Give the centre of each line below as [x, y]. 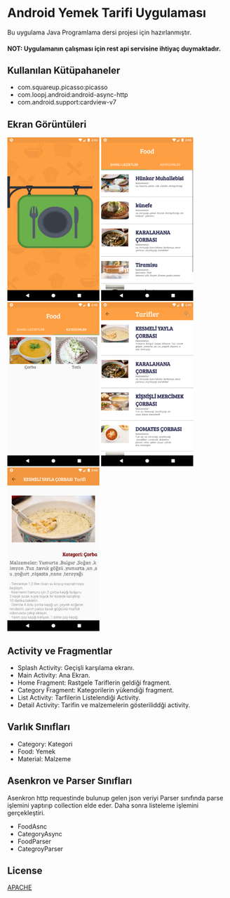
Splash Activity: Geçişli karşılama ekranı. [76, 667]
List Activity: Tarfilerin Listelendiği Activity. [79, 697]
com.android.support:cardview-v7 [67, 102]
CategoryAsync [40, 833]
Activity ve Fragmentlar [60, 651]
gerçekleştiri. [26, 812]
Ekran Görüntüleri [47, 124]
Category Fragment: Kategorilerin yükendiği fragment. [95, 690]
